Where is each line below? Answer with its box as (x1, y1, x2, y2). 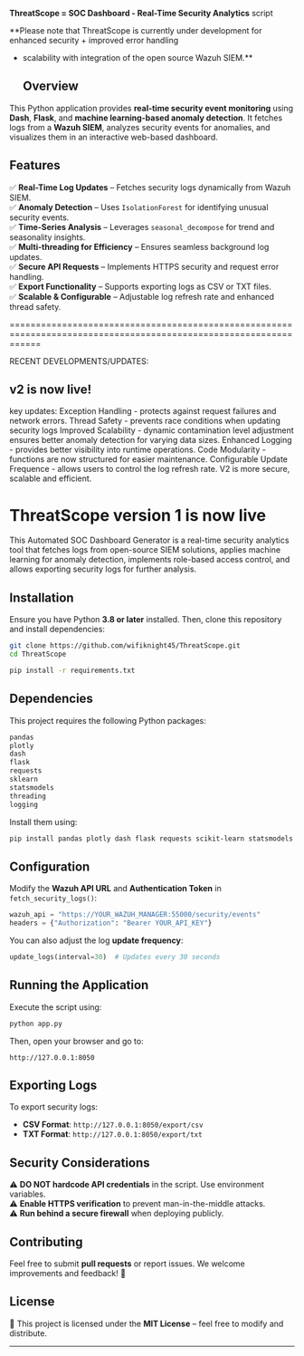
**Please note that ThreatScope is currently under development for (9, 25, 262, 35)
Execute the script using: (9, 1001, 102, 1013)
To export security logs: (9, 1101, 98, 1112)
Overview (22, 79, 79, 94)
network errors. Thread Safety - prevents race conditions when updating (9, 416, 280, 427)
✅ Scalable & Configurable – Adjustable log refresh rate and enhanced (9, 291, 274, 302)
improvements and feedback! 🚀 (9, 1267, 127, 1278)
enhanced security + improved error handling (9, 35, 179, 45)
